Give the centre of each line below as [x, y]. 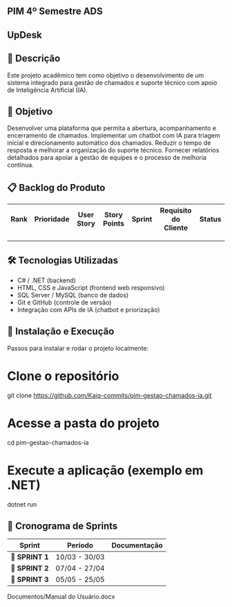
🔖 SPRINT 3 [30, 579]
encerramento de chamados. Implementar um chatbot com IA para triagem [114, 136]
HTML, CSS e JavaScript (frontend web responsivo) [91, 288]
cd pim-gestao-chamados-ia [48, 442]
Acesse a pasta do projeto [84, 423]
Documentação [137, 545]
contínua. [21, 165]
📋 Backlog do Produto [56, 187]
